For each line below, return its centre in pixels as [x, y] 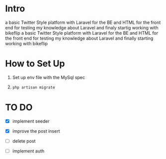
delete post [24, 141]
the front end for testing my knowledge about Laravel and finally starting [79, 38]
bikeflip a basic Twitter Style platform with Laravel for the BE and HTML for [82, 33]
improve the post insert [36, 131]
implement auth [28, 151]
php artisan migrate [34, 87]
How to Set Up [35, 64]
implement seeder [31, 121]
